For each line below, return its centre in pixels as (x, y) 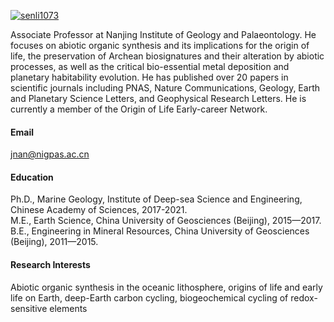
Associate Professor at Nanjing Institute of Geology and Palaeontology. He (163, 34)
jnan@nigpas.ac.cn (50, 154)
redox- (304, 297)
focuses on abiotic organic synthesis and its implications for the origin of (160, 45)
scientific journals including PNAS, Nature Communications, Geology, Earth (165, 88)
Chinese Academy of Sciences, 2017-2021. (99, 210)
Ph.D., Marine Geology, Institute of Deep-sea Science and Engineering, (156, 199)
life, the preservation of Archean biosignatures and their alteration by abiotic (167, 56)
